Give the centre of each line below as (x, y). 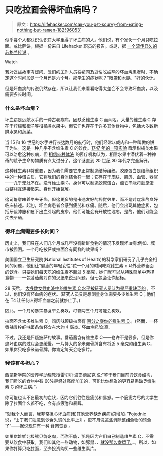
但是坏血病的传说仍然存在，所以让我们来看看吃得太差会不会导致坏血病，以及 (81, 88)
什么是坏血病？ (23, 108)
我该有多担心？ (23, 363)
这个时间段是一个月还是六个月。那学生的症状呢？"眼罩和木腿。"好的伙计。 (83, 78)
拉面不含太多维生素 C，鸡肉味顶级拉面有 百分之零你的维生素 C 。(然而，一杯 (81, 321)
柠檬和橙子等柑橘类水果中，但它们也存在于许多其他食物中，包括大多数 (83, 126)
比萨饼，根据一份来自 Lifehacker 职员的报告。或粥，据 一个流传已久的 (87, 46)
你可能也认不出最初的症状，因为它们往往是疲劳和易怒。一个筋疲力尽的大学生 (81, 397)
